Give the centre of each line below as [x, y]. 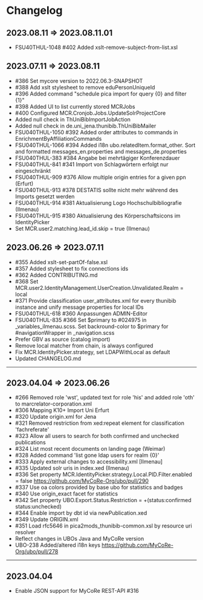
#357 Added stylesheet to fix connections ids [72, 268]
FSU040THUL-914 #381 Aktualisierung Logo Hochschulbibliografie [98, 202]
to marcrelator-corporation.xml [53, 404]
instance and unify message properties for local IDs [79, 307]
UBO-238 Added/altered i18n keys [58, 545]
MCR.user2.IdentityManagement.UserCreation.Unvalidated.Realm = [99, 288]
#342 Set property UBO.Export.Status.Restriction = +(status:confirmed [103, 500]
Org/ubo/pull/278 [37, 552]
